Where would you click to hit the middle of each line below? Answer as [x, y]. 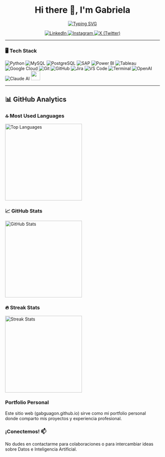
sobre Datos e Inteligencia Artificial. [41, 449]
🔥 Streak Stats [23, 308]
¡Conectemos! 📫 [26, 431]
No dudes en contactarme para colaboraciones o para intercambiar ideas [79, 444]
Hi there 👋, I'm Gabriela [82, 10]
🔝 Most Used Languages [35, 116]
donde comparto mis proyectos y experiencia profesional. [64, 418]
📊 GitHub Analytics [36, 99]
